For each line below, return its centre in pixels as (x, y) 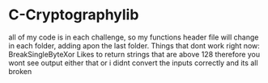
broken (20, 71)
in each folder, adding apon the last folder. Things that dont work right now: (134, 45)
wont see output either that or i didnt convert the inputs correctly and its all (133, 63)
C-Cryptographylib (74, 15)
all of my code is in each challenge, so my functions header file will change (134, 37)
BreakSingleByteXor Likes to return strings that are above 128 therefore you (134, 54)
